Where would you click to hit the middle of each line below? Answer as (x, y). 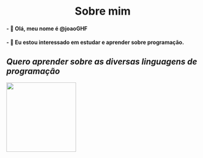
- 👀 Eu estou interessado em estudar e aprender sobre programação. (95, 42)
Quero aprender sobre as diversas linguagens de (102, 61)
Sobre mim (103, 11)
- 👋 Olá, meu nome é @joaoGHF (47, 28)
